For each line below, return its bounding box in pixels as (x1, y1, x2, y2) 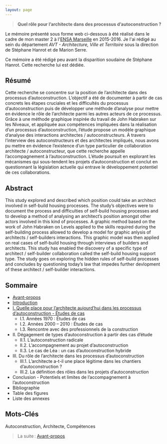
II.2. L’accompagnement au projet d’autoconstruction (19, 342, 129, 348)
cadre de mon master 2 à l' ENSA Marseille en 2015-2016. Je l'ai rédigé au (5, 36, 156, 42)
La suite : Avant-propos (17, 433, 65, 439)
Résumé (5, 76, 31, 85)
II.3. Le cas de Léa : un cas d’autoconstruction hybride (19, 348, 132, 354)
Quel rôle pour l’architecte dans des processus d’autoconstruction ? (17, 21, 162, 27)
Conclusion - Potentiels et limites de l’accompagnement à (12, 374, 131, 380)
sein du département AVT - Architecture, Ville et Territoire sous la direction (5, 41, 159, 48)
